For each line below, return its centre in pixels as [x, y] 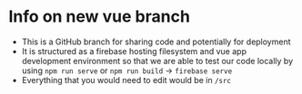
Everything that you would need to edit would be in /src [126, 80]
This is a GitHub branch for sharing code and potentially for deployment [156, 42]
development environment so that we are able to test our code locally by [157, 61]
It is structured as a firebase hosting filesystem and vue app [134, 51]
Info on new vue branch [99, 17]
